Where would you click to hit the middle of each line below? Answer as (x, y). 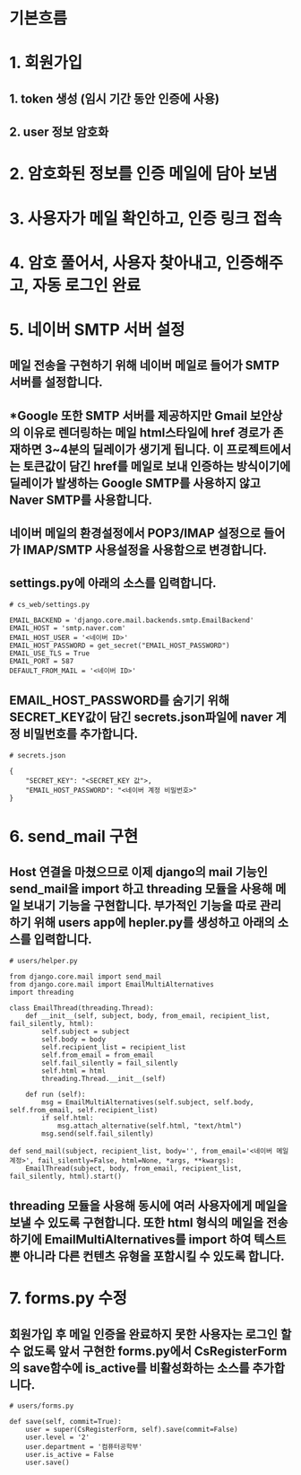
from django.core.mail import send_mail (86, 976)
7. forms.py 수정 (68, 1299)
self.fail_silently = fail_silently (110, 1063)
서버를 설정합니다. (56, 382)
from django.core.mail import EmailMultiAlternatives (112, 984)
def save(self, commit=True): (66, 1422)
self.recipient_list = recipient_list (114, 1047)
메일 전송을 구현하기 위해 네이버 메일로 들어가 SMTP (145, 366)
